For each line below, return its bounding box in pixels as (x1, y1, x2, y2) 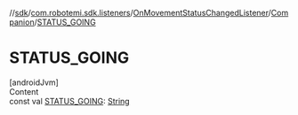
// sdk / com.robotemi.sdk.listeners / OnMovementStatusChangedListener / (9, 8, 271, 18)
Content (9, 86, 39, 96)
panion (9, 17, 35, 27)
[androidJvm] (9, 77, 60, 88)
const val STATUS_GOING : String (9, 96, 131, 106)
